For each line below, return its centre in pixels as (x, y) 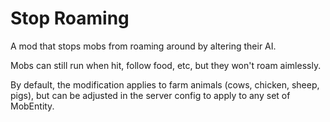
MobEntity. (32, 106)
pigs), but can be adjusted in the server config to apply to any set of (150, 95)
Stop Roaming (70, 18)
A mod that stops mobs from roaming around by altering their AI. (143, 46)
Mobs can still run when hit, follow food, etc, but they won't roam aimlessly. (166, 65)
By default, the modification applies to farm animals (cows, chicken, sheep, (165, 84)
